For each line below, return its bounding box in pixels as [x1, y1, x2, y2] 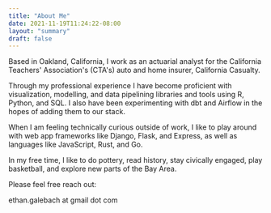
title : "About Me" [8, 11, 70, 20]
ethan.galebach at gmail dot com [8, 195, 118, 205]
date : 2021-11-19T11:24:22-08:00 [8, 19, 121, 28]
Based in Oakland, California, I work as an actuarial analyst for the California [8, 57, 261, 66]
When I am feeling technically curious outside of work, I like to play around [8, 122, 257, 132]
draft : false [8, 34, 53, 43]
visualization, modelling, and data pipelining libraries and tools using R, [8, 90, 244, 100]
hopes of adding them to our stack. [8, 107, 125, 117]
